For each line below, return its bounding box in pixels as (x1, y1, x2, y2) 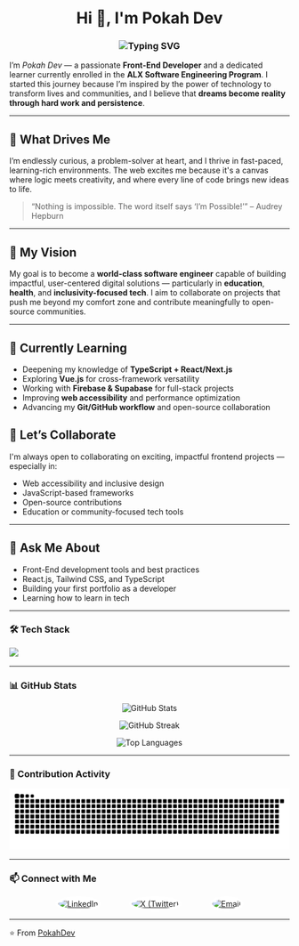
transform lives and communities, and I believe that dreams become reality (9, 88, 287, 99)
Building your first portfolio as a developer (21, 583, 176, 594)
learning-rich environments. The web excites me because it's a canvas (9, 165, 269, 176)
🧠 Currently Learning (9, 340, 127, 355)
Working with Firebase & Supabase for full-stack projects (21, 383, 234, 393)
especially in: (9, 460, 58, 471)
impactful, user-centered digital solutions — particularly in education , (9, 278, 265, 288)
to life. (9, 184, 33, 195)
